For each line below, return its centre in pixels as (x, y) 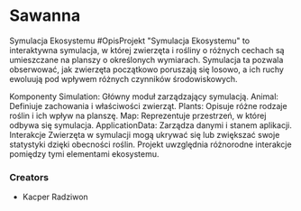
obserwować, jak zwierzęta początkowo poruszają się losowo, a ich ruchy (146, 69)
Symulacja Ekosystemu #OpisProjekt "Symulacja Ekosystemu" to (130, 41)
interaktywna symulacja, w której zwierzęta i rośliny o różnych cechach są (147, 50)
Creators (29, 177)
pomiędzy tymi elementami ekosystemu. (84, 153)
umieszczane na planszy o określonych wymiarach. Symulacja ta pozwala (146, 60)
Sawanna (45, 16)
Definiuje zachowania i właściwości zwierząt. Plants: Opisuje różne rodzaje (148, 105)
